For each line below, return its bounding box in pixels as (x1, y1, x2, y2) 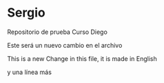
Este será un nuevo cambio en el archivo (7, 41, 123, 49)
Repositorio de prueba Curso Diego (7, 28, 108, 36)
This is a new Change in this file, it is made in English (7, 54, 157, 63)
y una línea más (7, 68, 52, 76)
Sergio (7, 5, 46, 21)
